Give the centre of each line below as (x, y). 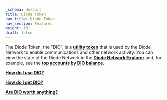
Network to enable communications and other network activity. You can (79, 52)
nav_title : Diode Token (30, 19)
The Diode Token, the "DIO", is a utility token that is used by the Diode (78, 47)
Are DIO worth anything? (32, 92)
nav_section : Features (29, 24)
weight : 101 (18, 28)
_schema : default (23, 10)
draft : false (19, 33)
